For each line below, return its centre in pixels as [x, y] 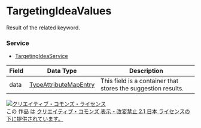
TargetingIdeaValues [59, 11]
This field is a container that [140, 81]
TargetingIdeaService [41, 56]
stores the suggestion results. [142, 89]
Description [146, 71]
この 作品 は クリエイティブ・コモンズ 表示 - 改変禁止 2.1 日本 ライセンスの [98, 111]
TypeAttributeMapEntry [62, 85]
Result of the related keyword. [43, 28]
